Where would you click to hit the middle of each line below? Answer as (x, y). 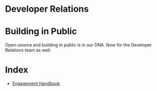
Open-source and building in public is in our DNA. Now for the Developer (78, 45)
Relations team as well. (28, 50)
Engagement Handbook (36, 84)
